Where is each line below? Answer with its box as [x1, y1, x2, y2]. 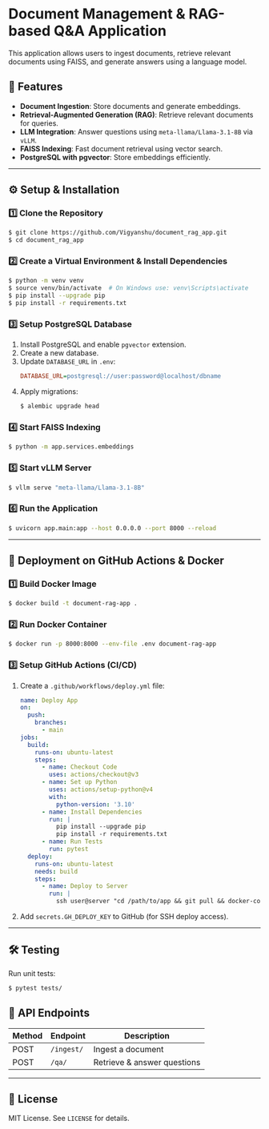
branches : [34, 718, 67, 727]
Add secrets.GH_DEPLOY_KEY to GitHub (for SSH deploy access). [19, 912, 229, 922]
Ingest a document [93, 1043, 164, 1055]
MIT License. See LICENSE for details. [8, 1114, 130, 1123]
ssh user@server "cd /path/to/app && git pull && [55, 898, 225, 906]
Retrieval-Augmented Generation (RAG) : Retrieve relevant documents [19, 110, 254, 119]
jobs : [19, 733, 38, 741]
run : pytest [49, 846, 89, 854]
